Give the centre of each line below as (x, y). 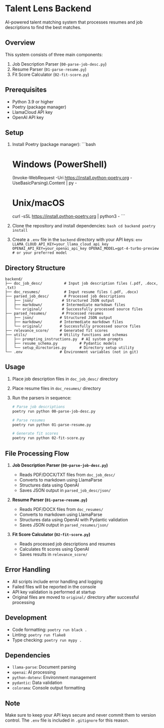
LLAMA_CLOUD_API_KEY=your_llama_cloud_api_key (60, 244)
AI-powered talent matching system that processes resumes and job (74, 22)
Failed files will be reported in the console (54, 586)
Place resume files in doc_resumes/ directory (56, 388)
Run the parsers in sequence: (42, 398)
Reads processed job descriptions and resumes (67, 544)
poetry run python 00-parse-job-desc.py (54, 411)
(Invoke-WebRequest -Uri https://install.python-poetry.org (71, 178)
